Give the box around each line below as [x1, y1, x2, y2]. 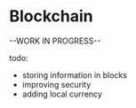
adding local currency [21, 89, 102, 99]
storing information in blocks [21, 69, 127, 81]
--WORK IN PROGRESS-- [9, 35, 101, 46]
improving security [21, 79, 92, 89]
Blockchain [9, 6, 93, 27]
